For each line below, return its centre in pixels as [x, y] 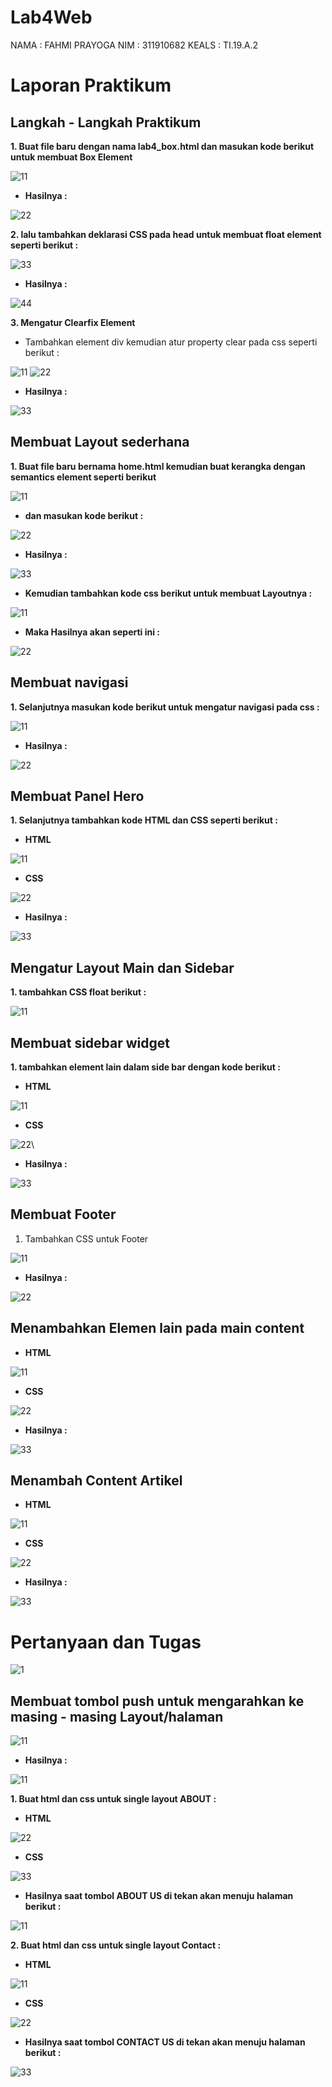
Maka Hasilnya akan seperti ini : [92, 632]
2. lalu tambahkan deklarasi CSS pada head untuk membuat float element [166, 234]
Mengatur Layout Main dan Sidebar [122, 967]
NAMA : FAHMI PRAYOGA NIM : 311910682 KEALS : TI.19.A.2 [134, 45]
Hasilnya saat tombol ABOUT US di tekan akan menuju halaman [159, 1896]
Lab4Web [51, 17]
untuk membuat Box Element [71, 157]
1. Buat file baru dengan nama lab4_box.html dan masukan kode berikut [162, 146]
